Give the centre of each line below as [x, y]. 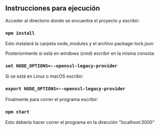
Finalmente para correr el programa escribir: [52, 99]
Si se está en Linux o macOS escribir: [45, 76]
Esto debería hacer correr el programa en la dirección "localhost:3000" [80, 122]
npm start [17, 112]
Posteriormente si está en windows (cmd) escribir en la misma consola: [80, 53]
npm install [20, 33]
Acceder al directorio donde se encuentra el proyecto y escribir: [73, 20]
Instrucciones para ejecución [53, 8]
